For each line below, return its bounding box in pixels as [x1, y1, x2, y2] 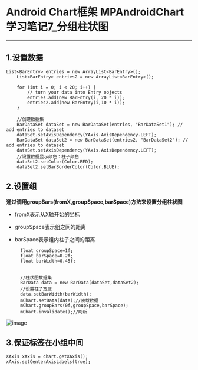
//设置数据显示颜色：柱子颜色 [16, 153, 80, 159]
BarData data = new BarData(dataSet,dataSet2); [20, 280, 140, 286]
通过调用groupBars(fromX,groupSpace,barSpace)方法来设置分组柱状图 [6, 198, 183, 205]
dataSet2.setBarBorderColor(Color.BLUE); [16, 163, 120, 170]
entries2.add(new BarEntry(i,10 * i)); [27, 100, 126, 106]
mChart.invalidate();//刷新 [20, 309, 87, 315]
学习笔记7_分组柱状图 [6, 20, 109, 34]
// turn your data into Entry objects [27, 89, 123, 95]
